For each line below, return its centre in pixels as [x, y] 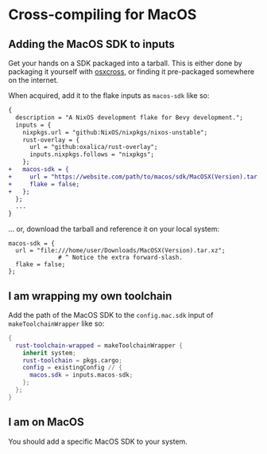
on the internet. [33, 80]
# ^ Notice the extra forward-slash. [120, 258]
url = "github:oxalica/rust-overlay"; [93, 147]
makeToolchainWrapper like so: [56, 323]
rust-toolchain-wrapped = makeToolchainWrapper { [99, 345]
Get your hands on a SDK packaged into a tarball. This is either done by [125, 63]
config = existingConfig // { [73, 368]
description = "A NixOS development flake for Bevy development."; [130, 117]
